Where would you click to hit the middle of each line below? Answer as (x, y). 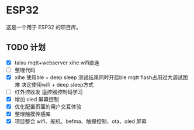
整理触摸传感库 (32, 114)
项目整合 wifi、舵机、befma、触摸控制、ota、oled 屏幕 (81, 121)
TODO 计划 (26, 47)
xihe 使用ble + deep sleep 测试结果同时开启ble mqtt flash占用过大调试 (98, 77)
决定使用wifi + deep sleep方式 (58, 84)
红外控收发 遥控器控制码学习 (49, 92)
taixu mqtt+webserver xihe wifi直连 (57, 63)
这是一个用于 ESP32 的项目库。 (44, 27)
